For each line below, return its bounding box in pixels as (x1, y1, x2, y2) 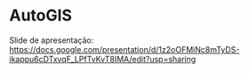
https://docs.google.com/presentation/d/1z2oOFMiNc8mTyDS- (9, 44, 240, 54)
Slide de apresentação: (9, 35, 94, 45)
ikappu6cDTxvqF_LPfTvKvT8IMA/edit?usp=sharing (9, 53, 197, 64)
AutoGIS (9, 5, 73, 26)
